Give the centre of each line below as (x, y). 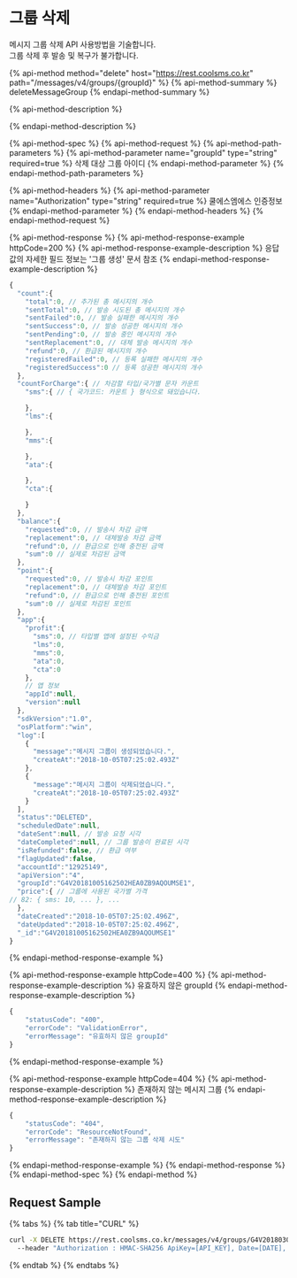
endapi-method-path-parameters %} (76, 173)
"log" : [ (31, 735)
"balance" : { (39, 521)
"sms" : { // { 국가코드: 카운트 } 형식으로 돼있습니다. (113, 392)
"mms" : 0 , (49, 653)
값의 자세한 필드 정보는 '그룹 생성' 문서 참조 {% (90, 258)
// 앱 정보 (42, 686)
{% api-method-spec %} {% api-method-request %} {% (112, 143)
